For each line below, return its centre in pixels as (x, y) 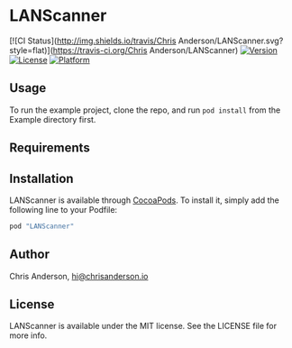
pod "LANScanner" (42, 226)
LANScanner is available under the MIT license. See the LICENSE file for (143, 326)
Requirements (50, 148)
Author (29, 255)
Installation (41, 178)
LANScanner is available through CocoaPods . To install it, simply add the (144, 200)
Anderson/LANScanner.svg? (231, 41)
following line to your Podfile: (64, 209)
